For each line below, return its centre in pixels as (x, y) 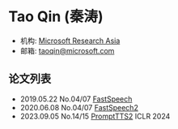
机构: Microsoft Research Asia (70, 41)
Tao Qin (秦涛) (56, 17)
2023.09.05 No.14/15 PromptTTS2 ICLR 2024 (95, 116)
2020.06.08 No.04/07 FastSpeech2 (79, 107)
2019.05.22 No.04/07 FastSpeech (76, 99)
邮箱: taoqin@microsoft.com (67, 50)
